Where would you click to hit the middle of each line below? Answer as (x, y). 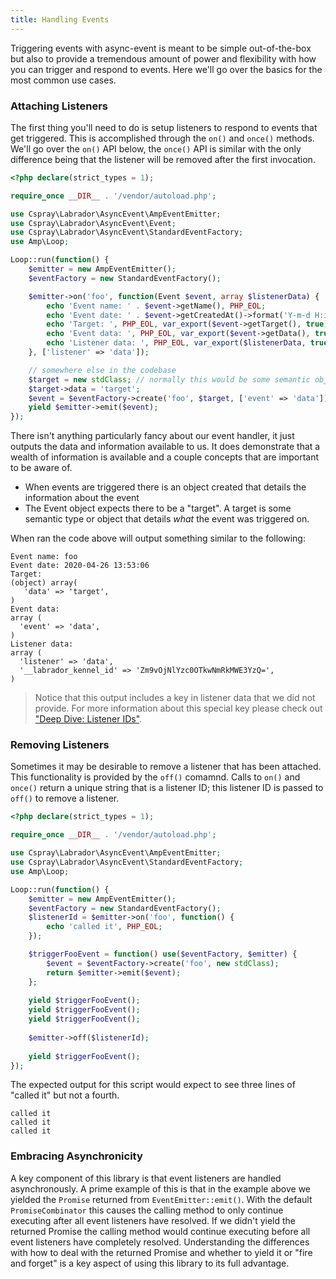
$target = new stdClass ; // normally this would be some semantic (169, 379)
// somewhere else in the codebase (102, 370)
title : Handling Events (60, 19)
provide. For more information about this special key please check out (178, 708)
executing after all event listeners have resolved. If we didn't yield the (153, 1220)
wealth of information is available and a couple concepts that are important (165, 457)
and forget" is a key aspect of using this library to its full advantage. (150, 1263)
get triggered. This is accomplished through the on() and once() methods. (162, 138)
